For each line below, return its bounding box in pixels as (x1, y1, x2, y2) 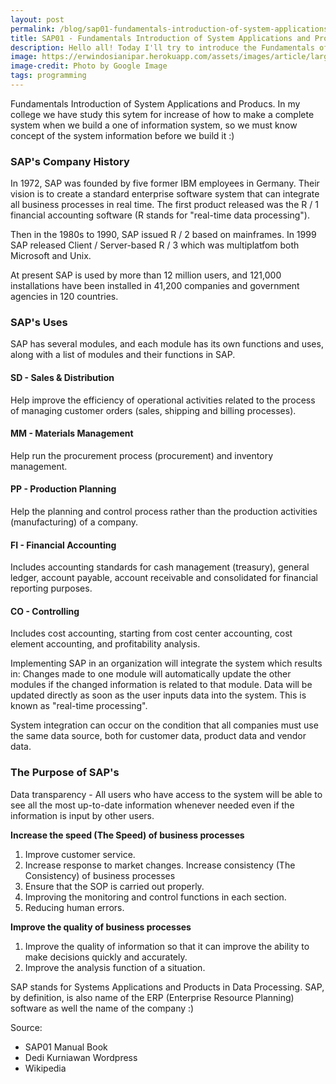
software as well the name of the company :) (10, 1002, 195, 1014)
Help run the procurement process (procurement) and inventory (10, 449, 273, 461)
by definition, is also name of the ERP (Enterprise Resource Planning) (10, 991, 295, 1003)
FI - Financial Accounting (10, 539, 117, 551)
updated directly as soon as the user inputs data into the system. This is (10, 689, 307, 701)
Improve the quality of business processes (10, 921, 192, 933)
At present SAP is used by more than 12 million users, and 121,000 (10, 269, 282, 281)
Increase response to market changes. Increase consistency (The (24, 859, 296, 871)
